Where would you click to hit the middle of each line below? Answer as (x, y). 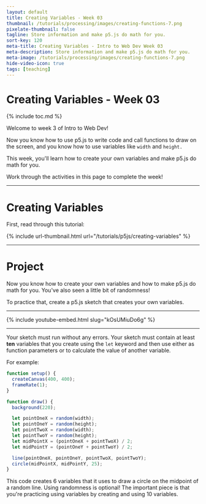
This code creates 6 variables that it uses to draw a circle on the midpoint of (103, 481)
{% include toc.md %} (34, 116)
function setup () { (31, 374)
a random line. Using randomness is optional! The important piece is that (98, 487)
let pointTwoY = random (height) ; (55, 436)
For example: (23, 362)
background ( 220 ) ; (34, 407)
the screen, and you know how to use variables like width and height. (94, 147)
